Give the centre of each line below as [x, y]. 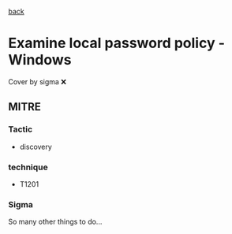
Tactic [21, 129]
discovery [36, 147]
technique [28, 167]
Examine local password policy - [117, 43]
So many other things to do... [55, 222]
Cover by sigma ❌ [37, 81]
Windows [40, 60]
